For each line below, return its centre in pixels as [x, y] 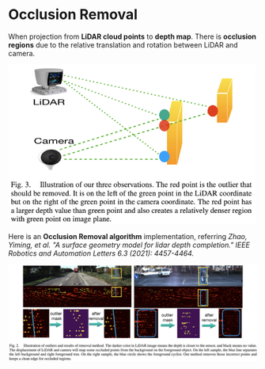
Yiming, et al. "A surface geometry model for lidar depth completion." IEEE [129, 245]
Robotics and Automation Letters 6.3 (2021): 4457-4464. [101, 253]
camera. [22, 53]
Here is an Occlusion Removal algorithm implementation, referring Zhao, [128, 237]
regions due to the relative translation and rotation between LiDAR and [123, 44]
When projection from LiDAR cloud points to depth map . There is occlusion [132, 36]
